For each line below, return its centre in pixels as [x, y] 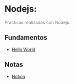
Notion [18, 76]
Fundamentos [26, 38]
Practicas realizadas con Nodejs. [37, 22]
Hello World [23, 49]
